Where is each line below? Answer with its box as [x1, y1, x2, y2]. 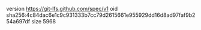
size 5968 [31, 18, 56, 25]
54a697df [6, 18, 31, 25]
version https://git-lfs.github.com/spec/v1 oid [6, 5, 118, 12]
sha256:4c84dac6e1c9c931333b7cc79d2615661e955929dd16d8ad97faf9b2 [6, 11, 196, 19]
